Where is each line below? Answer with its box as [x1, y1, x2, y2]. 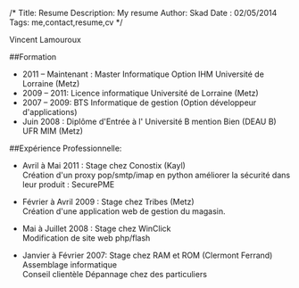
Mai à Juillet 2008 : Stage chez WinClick [21, 223, 171, 234]
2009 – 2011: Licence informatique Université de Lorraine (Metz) [21, 88, 259, 98]
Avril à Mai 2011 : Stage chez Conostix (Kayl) [21, 160, 186, 170]
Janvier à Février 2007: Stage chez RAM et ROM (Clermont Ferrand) [21, 250, 273, 260]
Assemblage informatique [21, 259, 118, 270]
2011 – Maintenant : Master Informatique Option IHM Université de [21, 69, 265, 79]
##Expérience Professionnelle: [9, 143, 122, 153]
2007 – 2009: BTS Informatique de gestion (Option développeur [21, 97, 257, 108]
